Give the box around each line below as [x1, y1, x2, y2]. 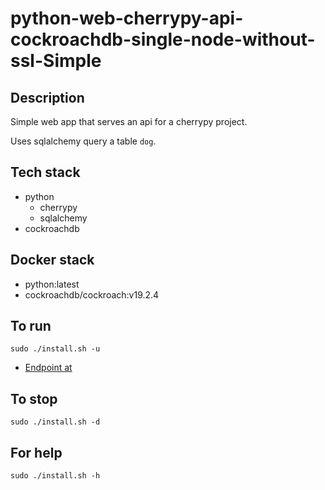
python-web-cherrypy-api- [10, 7, 244, 30]
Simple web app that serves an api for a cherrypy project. [10, 116, 248, 127]
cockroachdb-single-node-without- [10, 28, 316, 51]
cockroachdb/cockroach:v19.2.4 [24, 288, 160, 301]
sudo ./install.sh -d [10, 417, 101, 427]
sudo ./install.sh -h [10, 471, 101, 481]
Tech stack [10, 164, 81, 181]
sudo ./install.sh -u [10, 344, 101, 354]
